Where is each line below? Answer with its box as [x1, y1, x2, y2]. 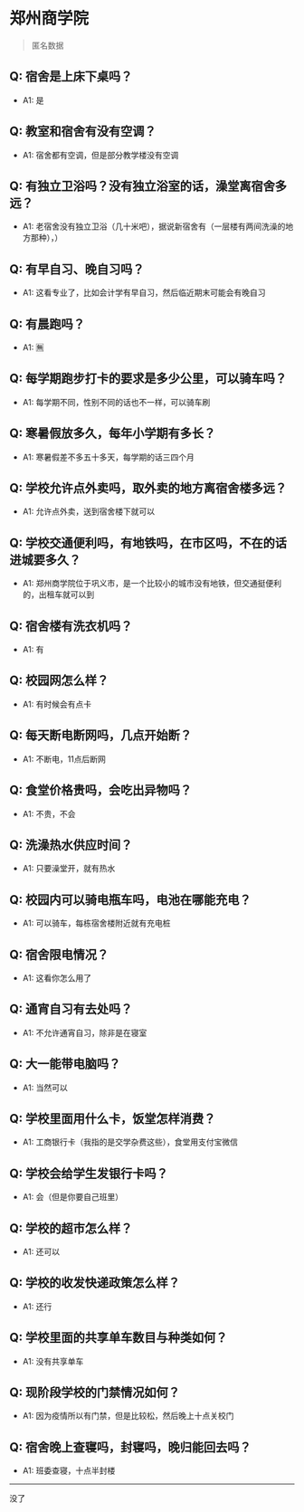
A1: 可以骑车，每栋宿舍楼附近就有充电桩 [22, 918, 171, 928]
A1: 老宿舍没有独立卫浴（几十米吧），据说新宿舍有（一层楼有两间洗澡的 [22, 221, 286, 232]
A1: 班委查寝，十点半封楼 [22, 1465, 116, 1476]
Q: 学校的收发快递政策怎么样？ [9, 1275, 181, 1290]
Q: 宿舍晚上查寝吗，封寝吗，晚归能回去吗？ [9, 1440, 252, 1455]
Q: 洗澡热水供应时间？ [9, 837, 133, 852]
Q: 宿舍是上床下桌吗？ [9, 69, 133, 84]
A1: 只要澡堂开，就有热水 [22, 863, 116, 874]
